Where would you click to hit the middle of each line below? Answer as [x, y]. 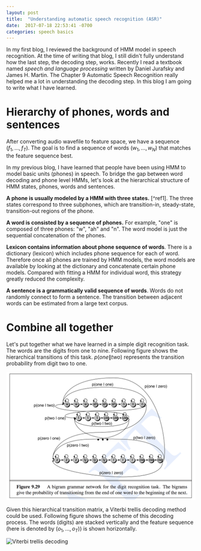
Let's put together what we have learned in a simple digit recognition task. [98, 344]
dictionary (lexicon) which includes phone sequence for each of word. [93, 253]
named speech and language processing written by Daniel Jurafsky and [95, 68]
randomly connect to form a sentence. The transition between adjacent [94, 297]
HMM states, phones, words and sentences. [61, 186]
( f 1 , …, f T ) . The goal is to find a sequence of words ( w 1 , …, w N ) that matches [99, 148]
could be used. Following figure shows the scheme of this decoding [90, 516]
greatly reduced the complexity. [46, 279]
